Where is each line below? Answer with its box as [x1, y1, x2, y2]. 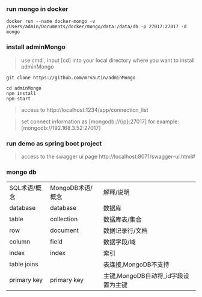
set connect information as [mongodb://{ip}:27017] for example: [20, 118, 179, 125]
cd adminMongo [6, 85, 42, 91]
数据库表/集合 [103, 215, 142, 224]
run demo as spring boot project [6, 139, 102, 147]
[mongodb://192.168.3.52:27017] [20, 124, 101, 131]
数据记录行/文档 [103, 227, 148, 235]
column [9, 237, 31, 246]
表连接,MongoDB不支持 [103, 260, 170, 269]
